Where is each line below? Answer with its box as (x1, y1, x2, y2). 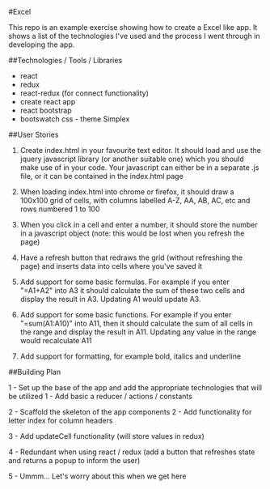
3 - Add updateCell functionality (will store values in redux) (8, 432, 205, 440)
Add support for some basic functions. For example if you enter (19, 310, 232, 319)
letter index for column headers (8, 416, 113, 425)
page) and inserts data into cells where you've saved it (19, 262, 203, 270)
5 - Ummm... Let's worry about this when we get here (8, 471, 187, 481)
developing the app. (8, 40, 75, 49)
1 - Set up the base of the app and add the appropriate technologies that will (8, 383, 263, 392)
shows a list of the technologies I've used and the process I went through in (8, 32, 260, 40)
